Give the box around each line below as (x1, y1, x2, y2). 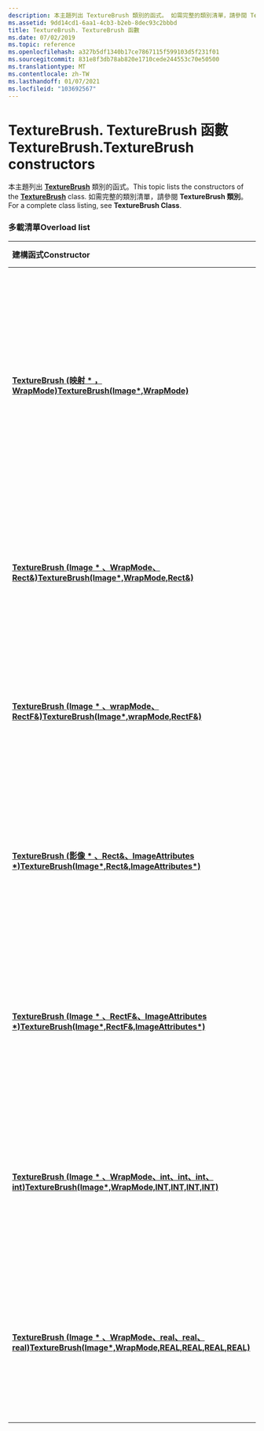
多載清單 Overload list (8, 222, 90, 233)
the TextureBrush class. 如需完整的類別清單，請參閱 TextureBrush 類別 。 (8, 192, 247, 202)
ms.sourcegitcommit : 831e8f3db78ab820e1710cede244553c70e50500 (8, 56, 220, 64)
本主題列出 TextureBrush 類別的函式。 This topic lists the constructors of (8, 182, 244, 191)
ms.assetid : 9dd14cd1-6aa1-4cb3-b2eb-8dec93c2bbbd (8, 19, 178, 27)
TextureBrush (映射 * (12, 375, 93, 386)
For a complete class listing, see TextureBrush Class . (8, 201, 182, 210)
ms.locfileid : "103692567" (8, 84, 97, 93)
